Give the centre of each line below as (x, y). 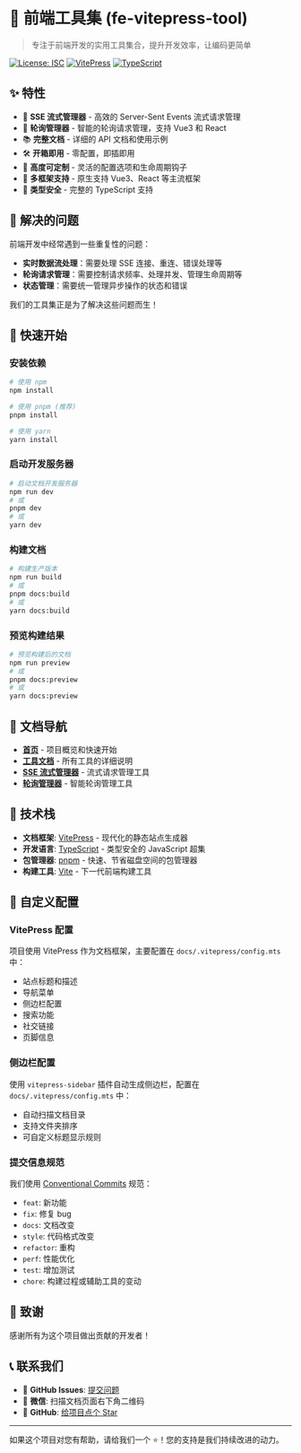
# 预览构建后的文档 (40, 654)
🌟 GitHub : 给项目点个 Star (70, 1412)
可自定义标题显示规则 (61, 1136)
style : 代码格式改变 (58, 1236)
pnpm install (34, 415)
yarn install (34, 439)
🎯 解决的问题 (44, 221)
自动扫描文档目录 (54, 1114)
